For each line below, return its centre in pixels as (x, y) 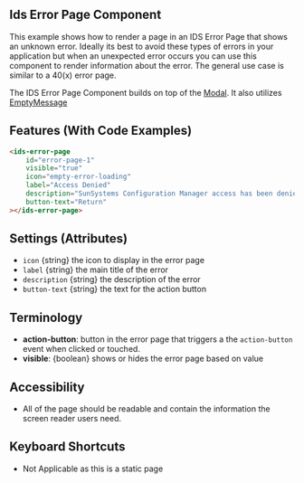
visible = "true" (54, 168)
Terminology (46, 317)
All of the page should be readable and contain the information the (146, 409)
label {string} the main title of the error (95, 270)
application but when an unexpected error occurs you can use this (133, 56)
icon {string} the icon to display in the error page (114, 260)
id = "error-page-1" (60, 160)
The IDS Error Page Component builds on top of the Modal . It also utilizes (146, 92)
